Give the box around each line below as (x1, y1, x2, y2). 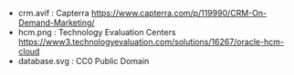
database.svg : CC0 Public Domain (17, 56, 150, 66)
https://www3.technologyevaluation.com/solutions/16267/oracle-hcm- (17, 36, 285, 47)
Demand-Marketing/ (17, 17, 95, 28)
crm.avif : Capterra (17, 8, 89, 18)
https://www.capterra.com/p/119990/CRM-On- (90, 8, 268, 18)
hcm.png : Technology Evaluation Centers (17, 27, 176, 37)
